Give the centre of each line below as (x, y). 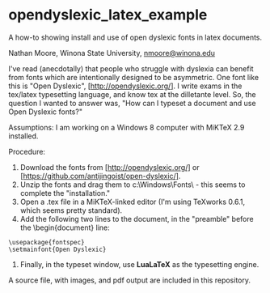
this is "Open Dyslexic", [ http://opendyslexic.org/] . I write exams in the (125, 86)
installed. (23, 136)
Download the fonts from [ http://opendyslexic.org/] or (110, 167)
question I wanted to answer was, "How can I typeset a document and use (132, 103)
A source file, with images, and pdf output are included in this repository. (129, 280)
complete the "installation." (65, 193)
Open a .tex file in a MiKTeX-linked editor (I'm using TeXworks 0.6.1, (132, 202)
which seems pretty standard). (71, 210)
